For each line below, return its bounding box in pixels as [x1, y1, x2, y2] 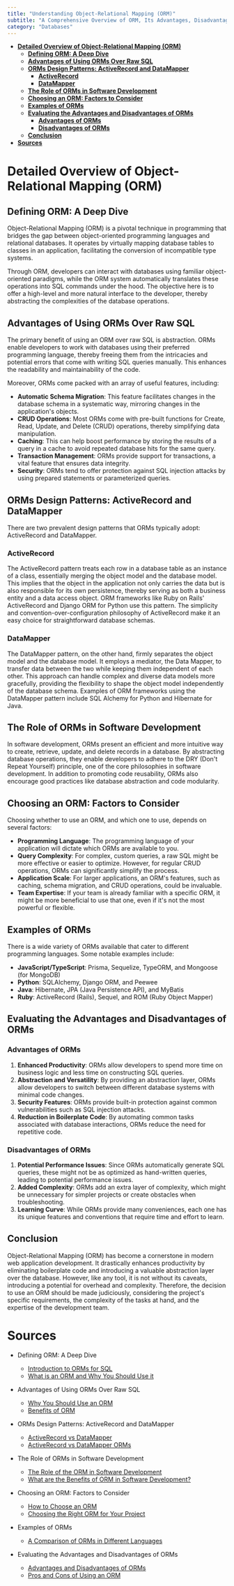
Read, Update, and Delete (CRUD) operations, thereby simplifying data [17, 422, 220, 431]
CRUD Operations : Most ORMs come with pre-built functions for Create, [17, 414, 226, 423]
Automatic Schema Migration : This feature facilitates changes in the [17, 392, 216, 401]
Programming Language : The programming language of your [17, 837, 194, 845]
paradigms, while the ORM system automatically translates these [32, 275, 219, 283]
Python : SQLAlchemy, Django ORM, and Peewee [17, 978, 158, 987]
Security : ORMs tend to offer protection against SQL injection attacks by [17, 467, 226, 475]
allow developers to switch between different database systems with [17, 1083, 214, 1091]
